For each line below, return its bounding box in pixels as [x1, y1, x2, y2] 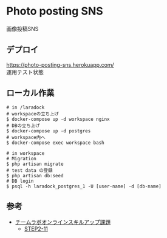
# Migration [6, 155, 36, 161]
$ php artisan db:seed [6, 172, 64, 178]
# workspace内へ [6, 134, 46, 140]
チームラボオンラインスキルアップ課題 [15, 219, 111, 226]
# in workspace [6, 150, 45, 156]
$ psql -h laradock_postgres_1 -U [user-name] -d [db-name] [6, 183, 162, 189]
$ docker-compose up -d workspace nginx [6, 116, 111, 122]
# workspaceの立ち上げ [6, 110, 60, 117]
